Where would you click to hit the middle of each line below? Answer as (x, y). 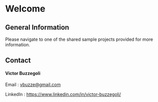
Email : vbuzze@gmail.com (33, 84)
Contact (18, 61)
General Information (37, 27)
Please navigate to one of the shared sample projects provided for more (79, 39)
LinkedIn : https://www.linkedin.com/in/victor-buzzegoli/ (63, 94)
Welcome (25, 9)
